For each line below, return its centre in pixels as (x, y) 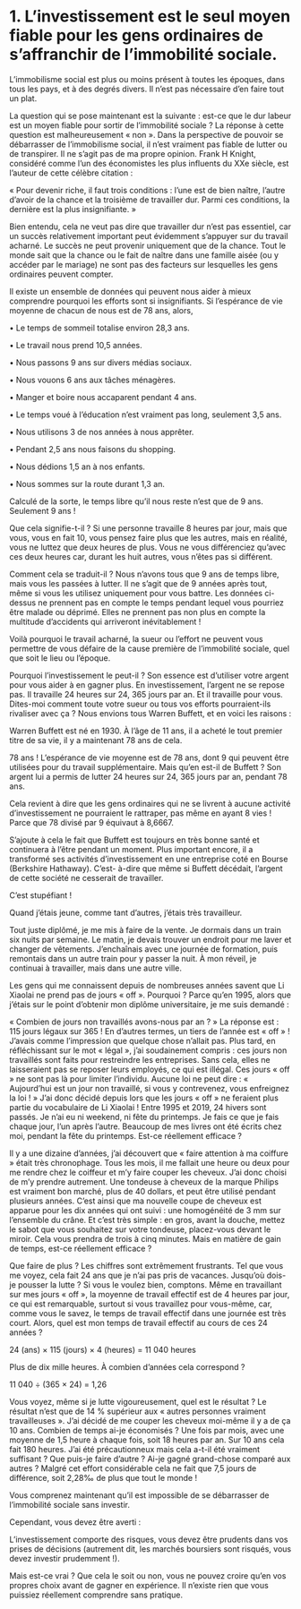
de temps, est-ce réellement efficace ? (81, 1248)
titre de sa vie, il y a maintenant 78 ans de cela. (96, 740)
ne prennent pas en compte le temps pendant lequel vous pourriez (161, 603)
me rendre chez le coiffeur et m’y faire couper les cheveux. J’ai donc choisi (148, 1172)
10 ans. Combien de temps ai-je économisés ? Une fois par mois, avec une (147, 1430)
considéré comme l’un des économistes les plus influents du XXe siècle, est (149, 163)
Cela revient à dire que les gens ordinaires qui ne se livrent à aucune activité (150, 803)
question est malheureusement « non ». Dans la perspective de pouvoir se (146, 134)
